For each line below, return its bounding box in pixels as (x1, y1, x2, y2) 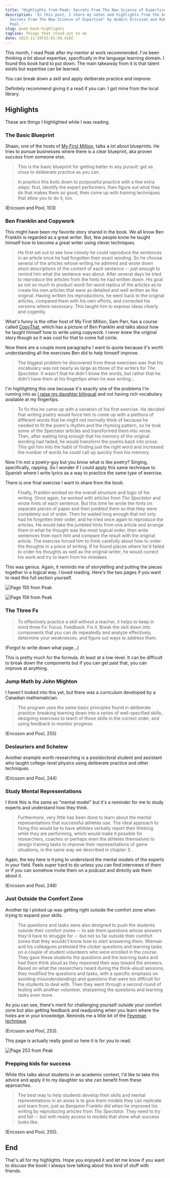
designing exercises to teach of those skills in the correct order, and (17, 715, 159, 721)
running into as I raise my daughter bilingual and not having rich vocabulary (5, 391, 163, 397)
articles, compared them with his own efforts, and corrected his (17, 298, 150, 304)
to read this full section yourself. (5, 575, 72, 581)
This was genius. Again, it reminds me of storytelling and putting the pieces (5, 564, 163, 570)
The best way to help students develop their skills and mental (17, 1092, 146, 1098)
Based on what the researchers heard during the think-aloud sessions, (17, 965, 165, 971)
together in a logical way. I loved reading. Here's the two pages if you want (5, 569, 161, 576)
